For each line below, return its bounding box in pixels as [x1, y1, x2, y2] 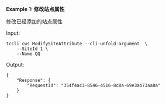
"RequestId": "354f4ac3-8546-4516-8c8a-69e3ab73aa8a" [27, 83, 161, 88]
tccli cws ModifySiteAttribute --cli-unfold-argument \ [6, 41, 148, 46]
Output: [6, 61, 25, 68]
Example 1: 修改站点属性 [6, 6, 65, 12]
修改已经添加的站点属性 [6, 18, 63, 25]
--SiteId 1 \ [16, 46, 49, 52]
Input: [6, 30, 20, 37]
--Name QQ [16, 51, 41, 57]
